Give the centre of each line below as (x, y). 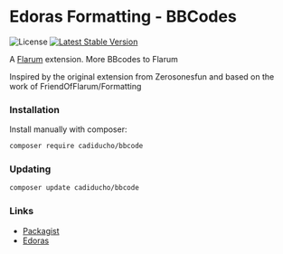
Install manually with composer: (68, 129)
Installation (35, 109)
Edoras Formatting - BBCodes (123, 17)
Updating (30, 169)
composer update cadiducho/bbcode (75, 188)
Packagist (41, 230)
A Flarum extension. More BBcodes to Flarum (94, 59)
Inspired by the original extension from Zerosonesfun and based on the (142, 76)
